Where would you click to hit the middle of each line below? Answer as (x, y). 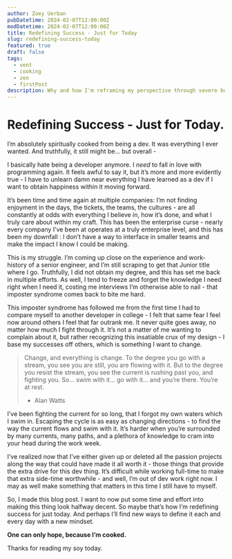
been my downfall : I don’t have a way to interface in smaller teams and (108, 237)
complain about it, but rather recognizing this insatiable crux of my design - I (116, 337)
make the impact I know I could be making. (68, 244)
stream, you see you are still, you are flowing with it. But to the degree (123, 365)
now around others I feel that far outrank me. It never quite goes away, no (112, 323)
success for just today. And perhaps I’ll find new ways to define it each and (114, 514)
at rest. (34, 387)
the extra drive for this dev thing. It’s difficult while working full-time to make (116, 471)
